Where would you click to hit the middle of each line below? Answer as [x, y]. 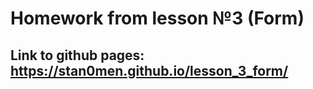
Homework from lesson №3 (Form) [157, 18]
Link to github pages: [77, 55]
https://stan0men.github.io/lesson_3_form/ [149, 70]
